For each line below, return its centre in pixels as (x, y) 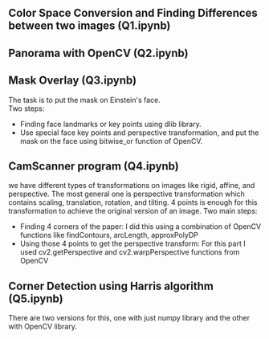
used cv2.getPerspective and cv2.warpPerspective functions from (130, 252)
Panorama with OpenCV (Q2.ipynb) (98, 53)
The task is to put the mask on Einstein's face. (84, 100)
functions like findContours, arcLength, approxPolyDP (109, 235)
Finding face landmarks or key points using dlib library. (111, 124)
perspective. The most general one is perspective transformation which (126, 194)
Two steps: (26, 108)
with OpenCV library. (43, 327)
